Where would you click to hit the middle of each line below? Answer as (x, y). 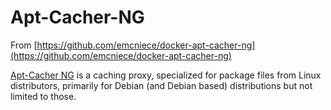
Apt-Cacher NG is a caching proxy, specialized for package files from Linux (166, 75)
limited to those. (43, 96)
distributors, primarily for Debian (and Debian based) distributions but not (161, 85)
